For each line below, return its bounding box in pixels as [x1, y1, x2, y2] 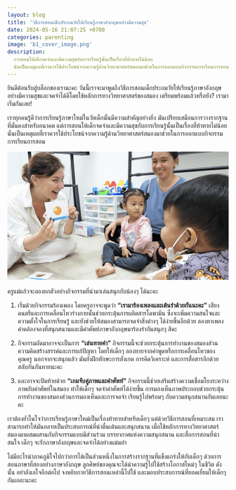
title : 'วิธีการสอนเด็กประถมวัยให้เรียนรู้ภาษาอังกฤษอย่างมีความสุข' [7, 18, 150, 26]
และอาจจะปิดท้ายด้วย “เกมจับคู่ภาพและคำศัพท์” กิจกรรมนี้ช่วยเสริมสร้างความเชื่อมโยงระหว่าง [17, 376, 229, 385]
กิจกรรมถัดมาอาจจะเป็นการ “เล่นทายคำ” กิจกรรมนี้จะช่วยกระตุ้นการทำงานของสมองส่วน [17, 338, 218, 347]
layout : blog [7, 11, 46, 18]
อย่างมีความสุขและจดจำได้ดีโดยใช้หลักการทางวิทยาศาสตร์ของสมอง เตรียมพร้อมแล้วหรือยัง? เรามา [7, 91, 229, 100]
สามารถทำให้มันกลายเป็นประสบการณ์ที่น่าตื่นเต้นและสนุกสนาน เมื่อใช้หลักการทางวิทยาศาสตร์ [7, 422, 219, 430]
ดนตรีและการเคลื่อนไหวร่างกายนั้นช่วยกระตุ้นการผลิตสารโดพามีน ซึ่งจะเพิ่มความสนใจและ [17, 309, 221, 317]
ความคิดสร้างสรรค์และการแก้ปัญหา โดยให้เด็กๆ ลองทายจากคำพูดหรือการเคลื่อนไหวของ [17, 347, 216, 355]
